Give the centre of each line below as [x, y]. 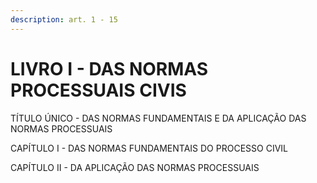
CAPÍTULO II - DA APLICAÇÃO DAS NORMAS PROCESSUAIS [135, 167]
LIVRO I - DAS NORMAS [109, 68]
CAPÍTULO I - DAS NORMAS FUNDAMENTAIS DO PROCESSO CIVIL [149, 148]
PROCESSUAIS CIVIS [98, 90]
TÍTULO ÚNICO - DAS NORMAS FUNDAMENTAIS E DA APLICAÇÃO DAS [158, 118]
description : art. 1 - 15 [64, 19]
